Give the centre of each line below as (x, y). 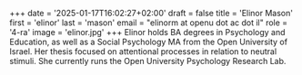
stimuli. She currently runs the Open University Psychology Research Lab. (148, 61)
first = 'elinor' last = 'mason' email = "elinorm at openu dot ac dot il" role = (149, 23)
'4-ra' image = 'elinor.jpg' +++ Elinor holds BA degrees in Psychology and (147, 32)
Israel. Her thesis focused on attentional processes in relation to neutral (143, 52)
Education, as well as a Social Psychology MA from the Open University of (149, 42)
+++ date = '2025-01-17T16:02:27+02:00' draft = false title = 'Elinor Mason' (151, 13)
